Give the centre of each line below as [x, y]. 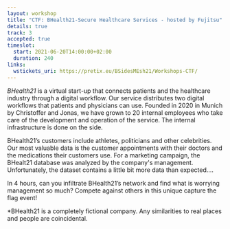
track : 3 [20, 33]
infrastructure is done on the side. [55, 127]
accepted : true [29, 39]
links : [16, 65]
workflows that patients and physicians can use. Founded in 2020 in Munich [115, 105]
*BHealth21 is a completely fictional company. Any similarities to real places [114, 211]
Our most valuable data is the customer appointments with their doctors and [115, 148]
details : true [27, 26]
